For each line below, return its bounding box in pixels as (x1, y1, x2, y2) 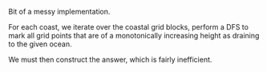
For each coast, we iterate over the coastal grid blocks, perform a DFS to (8, 22, 249, 31)
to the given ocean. (8, 39, 72, 49)
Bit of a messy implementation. (8, 7, 111, 16)
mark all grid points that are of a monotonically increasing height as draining (8, 31, 260, 40)
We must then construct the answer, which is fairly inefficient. (8, 55, 212, 64)
